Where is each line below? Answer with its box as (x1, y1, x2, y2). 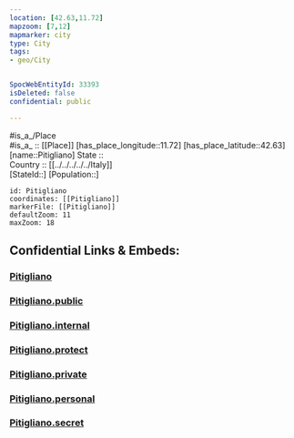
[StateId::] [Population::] (9, 168, 99, 179)
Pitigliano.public (9, 294, 84, 307)
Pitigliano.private (9, 368, 88, 381)
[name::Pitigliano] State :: (9, 149, 104, 160)
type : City (9, 38, 51, 48)
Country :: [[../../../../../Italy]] (9, 158, 113, 169)
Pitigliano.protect (9, 343, 88, 356)
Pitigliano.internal (9, 319, 90, 331)
